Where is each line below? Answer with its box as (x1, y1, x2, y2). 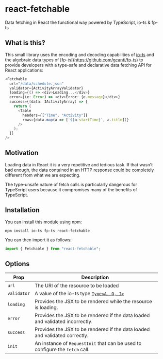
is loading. (34, 304, 58, 311)
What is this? (5, 39, 46, 47)
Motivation (5, 149, 39, 157)
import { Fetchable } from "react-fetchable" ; (5, 246, 101, 251)
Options (5, 259, 30, 268)
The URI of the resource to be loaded (34, 282, 119, 289)
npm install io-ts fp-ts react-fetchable (5, 228, 90, 233)
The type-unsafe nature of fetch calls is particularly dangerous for (5, 181, 137, 187)
